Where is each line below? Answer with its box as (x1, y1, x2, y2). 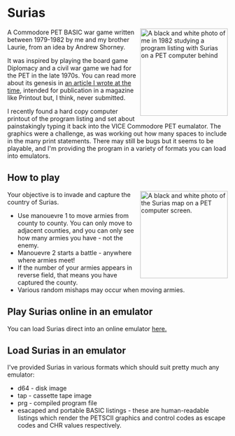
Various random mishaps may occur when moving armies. (17, 285, 185, 294)
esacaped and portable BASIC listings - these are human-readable (17, 407, 210, 415)
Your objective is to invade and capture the (7, 190, 131, 198)
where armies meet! (17, 256, 76, 264)
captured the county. (17, 278, 78, 286)
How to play (7, 172, 60, 184)
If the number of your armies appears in (17, 263, 133, 272)
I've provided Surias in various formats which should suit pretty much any (7, 363, 220, 372)
